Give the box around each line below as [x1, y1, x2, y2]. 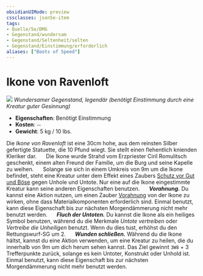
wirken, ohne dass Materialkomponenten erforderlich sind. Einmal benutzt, [6, 198, 194, 205]
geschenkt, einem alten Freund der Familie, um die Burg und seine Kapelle [6, 159, 193, 166]
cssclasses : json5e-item [6, 15, 69, 21]
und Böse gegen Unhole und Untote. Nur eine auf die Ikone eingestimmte [6, 178, 191, 186]
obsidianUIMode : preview [6, 9, 69, 15]
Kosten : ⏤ [15, 120, 41, 128]
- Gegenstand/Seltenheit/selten [6, 37, 88, 43]
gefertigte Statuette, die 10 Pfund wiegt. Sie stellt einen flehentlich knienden [6, 146, 197, 153]
